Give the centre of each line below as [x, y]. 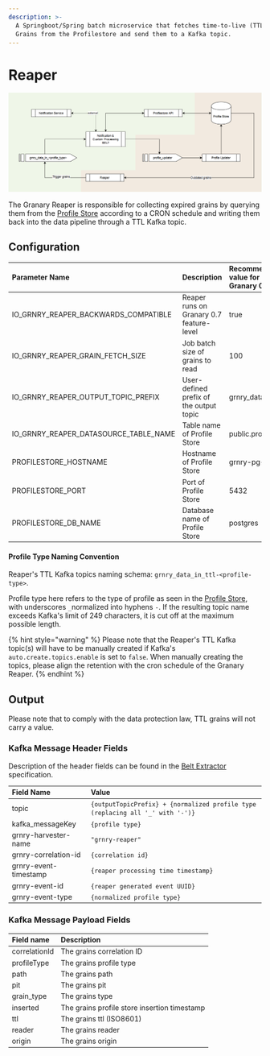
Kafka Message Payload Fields [70, 920]
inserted [25, 1008]
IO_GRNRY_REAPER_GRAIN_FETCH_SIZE [79, 356]
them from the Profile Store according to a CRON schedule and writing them [134, 213]
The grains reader [90, 1030]
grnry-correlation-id [46, 855]
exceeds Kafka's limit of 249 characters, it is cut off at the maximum [121, 615]
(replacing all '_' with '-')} [143, 814]
